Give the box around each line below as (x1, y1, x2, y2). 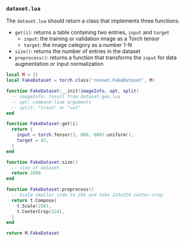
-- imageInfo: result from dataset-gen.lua (11, 93, 120, 100)
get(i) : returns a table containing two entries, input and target (14, 29, 170, 36)
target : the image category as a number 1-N (23, 42, 132, 49)
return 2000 (11, 170, 42, 176)
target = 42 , (17, 138, 49, 144)
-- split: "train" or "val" (11, 104, 81, 110)
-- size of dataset (11, 164, 60, 171)
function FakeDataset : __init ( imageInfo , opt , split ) (6, 88, 139, 94)
